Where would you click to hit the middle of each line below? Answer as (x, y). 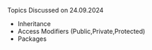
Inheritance (34, 24)
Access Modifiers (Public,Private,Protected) (81, 31)
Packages (32, 39)
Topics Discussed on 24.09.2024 (55, 10)
